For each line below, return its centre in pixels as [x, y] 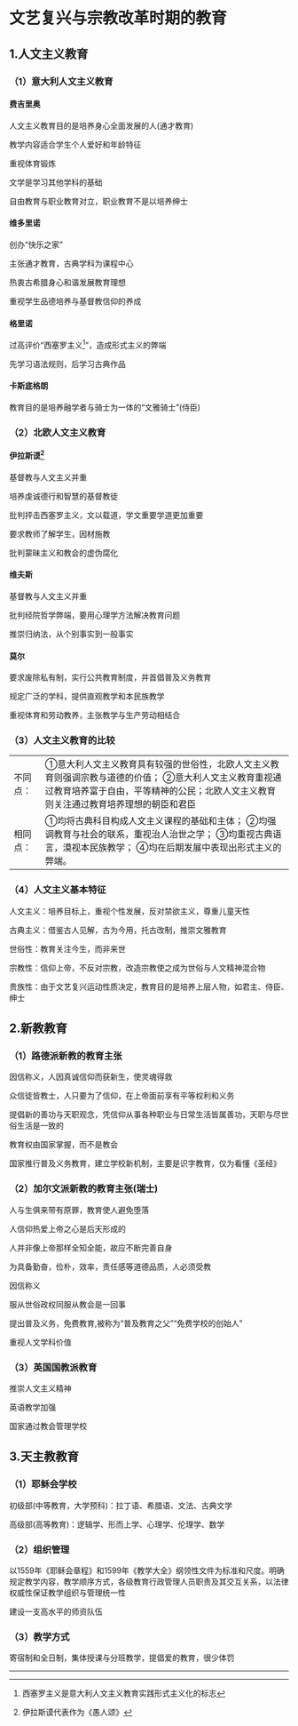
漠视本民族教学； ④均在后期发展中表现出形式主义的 [172, 848]
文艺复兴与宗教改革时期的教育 [118, 18]
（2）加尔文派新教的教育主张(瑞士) [84, 1189]
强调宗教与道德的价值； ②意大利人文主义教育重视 [168, 778]
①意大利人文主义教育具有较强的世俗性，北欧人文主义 [157, 764]
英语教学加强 [32, 1407]
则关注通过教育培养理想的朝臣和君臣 [121, 804]
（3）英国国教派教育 [53, 1367]
